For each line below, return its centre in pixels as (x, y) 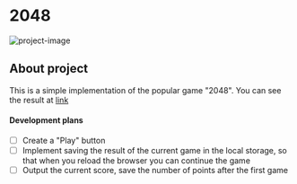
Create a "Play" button (64, 140)
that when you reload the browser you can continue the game (136, 161)
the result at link (39, 100)
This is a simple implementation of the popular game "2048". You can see (145, 90)
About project (48, 69)
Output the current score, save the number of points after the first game (155, 171)
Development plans (46, 120)
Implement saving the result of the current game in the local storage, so (154, 151)
